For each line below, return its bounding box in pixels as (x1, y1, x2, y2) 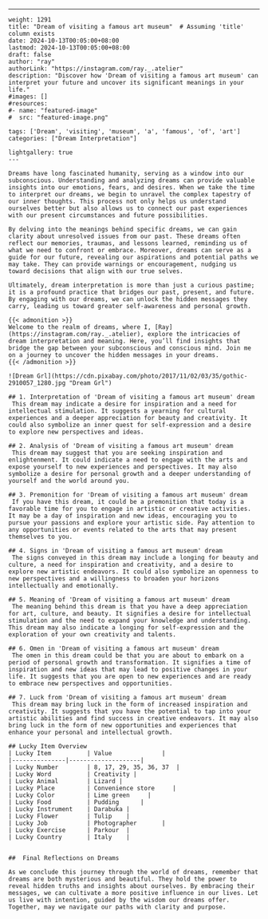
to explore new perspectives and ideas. (8, 428, 145, 436)
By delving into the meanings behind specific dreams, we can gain (8, 225, 238, 233)
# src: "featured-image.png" (8, 113, 109, 121)
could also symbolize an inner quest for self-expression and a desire (8, 421, 251, 429)
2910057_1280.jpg (8, 379, 66, 387)
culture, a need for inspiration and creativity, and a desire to (8, 561, 234, 568)
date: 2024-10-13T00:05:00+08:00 (8, 37, 120, 45)
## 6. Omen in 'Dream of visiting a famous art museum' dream (8, 644, 219, 652)
